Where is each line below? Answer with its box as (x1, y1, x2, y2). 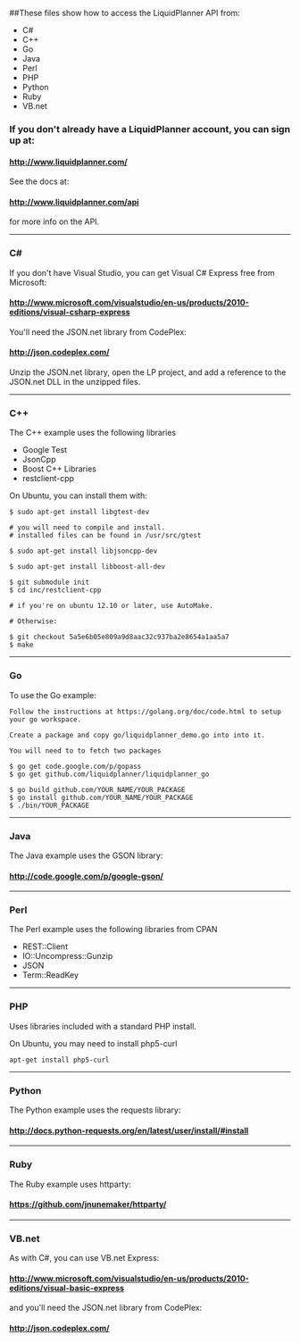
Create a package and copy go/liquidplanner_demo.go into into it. (9, 730, 266, 739)
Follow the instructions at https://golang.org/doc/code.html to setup (9, 707, 281, 716)
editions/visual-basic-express (9, 1282, 125, 1293)
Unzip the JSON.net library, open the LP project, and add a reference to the (9, 367, 287, 378)
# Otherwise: (9, 617, 58, 626)
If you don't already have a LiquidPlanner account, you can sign (9, 122, 291, 135)
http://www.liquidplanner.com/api (9, 196, 140, 207)
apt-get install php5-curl (9, 1055, 110, 1064)
